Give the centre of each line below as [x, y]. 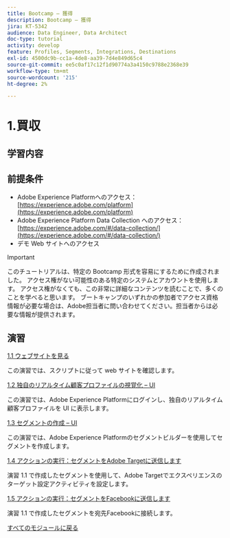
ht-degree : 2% [27, 84]
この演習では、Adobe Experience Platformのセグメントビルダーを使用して [112, 438]
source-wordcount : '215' [43, 77]
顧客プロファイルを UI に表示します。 [60, 408]
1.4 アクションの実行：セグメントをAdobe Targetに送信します [94, 461]
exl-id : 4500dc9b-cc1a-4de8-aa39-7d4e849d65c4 [75, 58]
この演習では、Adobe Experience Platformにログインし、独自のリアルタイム [115, 400]
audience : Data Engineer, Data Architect [67, 33]
